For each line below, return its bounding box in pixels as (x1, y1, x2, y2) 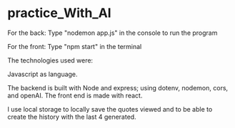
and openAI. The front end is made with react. (7, 91, 143, 100)
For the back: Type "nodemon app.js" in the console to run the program (7, 28, 218, 37)
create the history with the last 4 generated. (7, 112, 137, 121)
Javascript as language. (7, 70, 78, 78)
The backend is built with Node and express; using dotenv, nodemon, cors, (7, 83, 229, 92)
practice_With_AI (7, 5, 112, 21)
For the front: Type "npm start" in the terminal (7, 42, 142, 50)
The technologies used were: (7, 55, 94, 65)
